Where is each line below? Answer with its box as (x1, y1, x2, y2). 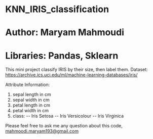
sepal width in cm (12, 97, 50, 103)
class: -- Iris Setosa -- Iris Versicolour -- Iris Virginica (12, 113, 124, 119)
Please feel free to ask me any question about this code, (5, 123, 123, 129)
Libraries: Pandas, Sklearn (5, 50, 119, 61)
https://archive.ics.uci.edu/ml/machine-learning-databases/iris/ (5, 72, 138, 78)
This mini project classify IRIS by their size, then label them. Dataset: (5, 67, 148, 73)
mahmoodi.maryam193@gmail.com (5, 128, 79, 134)
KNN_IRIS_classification (5, 4, 109, 15)
